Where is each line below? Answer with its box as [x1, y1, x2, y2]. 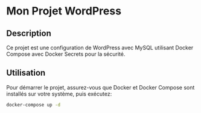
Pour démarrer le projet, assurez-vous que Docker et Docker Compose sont [6, 84, 195, 91]
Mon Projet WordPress [6, 4, 122, 18]
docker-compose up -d [6, 102, 61, 108]
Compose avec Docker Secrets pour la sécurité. [6, 50, 126, 58]
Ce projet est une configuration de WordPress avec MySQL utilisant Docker [6, 44, 194, 51]
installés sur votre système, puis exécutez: [6, 90, 112, 97]
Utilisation [6, 68, 46, 78]
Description [6, 28, 51, 38]
